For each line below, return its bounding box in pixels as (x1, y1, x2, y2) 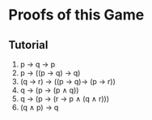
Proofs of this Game (8, 6, 145, 24)
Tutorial (8, 38, 49, 52)
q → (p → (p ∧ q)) (19, 85, 79, 95)
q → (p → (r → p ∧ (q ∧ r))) (19, 94, 110, 103)
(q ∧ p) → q (19, 103, 59, 112)
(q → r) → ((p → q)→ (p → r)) (19, 77, 116, 86)
